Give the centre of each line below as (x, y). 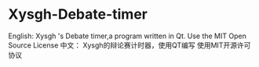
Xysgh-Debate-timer (78, 14)
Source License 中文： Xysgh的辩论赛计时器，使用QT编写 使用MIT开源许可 (129, 45)
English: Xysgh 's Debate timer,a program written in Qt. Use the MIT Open (128, 36)
